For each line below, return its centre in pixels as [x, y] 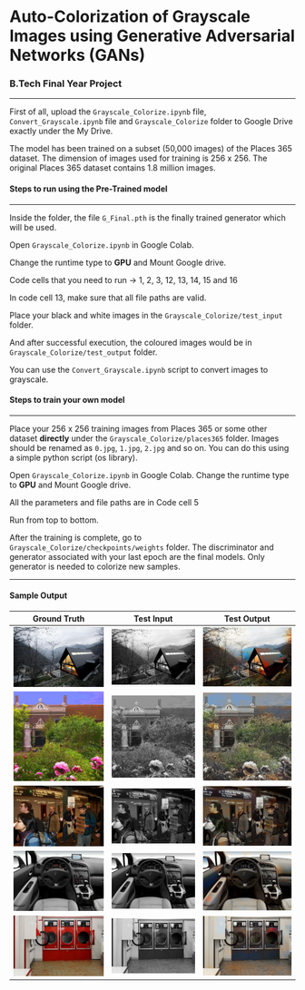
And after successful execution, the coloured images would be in [131, 342]
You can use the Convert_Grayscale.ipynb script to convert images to [139, 369]
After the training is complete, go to [76, 537]
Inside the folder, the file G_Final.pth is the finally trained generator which [148, 217]
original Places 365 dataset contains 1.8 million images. [113, 168]
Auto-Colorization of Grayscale [130, 17]
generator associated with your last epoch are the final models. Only [137, 556]
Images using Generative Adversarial [152, 36]
